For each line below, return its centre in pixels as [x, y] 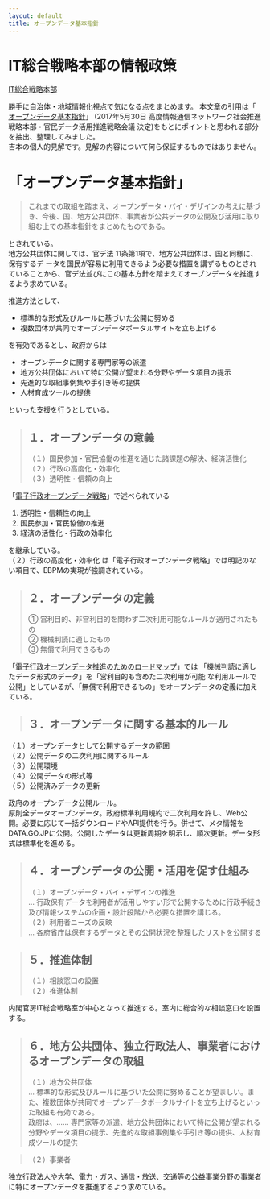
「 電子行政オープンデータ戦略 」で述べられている [89, 496]
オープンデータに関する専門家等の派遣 [83, 363]
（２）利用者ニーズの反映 [70, 922]
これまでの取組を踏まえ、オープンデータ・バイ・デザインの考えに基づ [144, 206]
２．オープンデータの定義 [91, 598]
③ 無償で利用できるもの [69, 649]
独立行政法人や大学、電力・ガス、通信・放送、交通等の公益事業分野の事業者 [135, 1176]
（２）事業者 [49, 1160]
